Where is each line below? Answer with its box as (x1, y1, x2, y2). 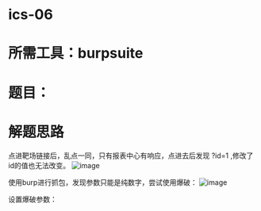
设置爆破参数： (8, 194, 57, 204)
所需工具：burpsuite (8, 44, 144, 63)
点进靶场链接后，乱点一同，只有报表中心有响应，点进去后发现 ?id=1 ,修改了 (8, 151, 254, 160)
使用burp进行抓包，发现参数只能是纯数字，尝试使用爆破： (8, 177, 198, 187)
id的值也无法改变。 (8, 160, 70, 170)
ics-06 (8, 6, 53, 24)
